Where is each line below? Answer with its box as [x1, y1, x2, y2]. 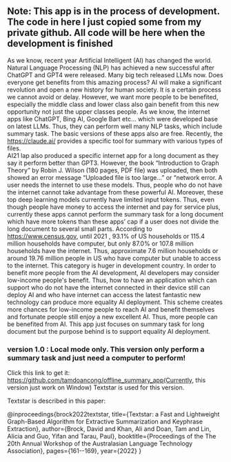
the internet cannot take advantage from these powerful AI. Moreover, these [7, 188, 223, 196]
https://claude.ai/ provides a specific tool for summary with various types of [7, 137, 223, 145]
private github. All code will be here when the [7, 27, 205, 39]
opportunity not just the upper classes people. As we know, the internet [7, 107, 210, 116]
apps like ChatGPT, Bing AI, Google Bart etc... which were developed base [7, 114, 219, 123]
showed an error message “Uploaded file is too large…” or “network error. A [7, 173, 223, 181]
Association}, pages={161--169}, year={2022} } [7, 447, 142, 455]
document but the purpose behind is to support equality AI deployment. [7, 327, 211, 335]
